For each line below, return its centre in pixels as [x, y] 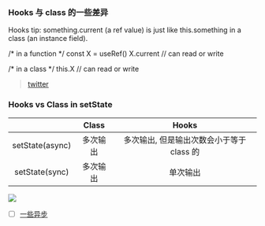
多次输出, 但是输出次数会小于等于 [185, 139]
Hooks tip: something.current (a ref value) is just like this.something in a [125, 30]
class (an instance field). [48, 39]
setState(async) [42, 145]
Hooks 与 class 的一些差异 [58, 12]
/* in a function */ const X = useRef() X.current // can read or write [116, 54]
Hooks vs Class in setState [60, 105]
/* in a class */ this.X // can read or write [74, 69]
